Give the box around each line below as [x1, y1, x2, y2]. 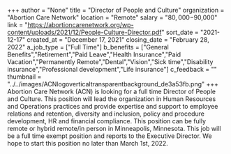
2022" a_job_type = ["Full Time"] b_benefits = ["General [7, 43, 169, 51]
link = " [7, 21, 28, 29]
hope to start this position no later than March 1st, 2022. [7, 139, 169, 147]
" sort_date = [161, 28, 199, 36]
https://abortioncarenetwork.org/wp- [27, 21, 134, 29]
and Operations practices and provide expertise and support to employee [7, 102, 218, 110]
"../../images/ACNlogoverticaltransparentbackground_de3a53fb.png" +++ [7, 80, 218, 88]
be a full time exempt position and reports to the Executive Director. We [7, 132, 212, 140]
